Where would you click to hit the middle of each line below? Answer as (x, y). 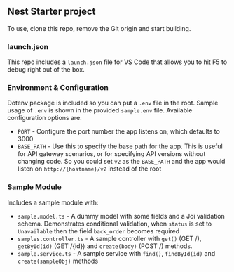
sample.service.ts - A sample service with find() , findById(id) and (116, 253)
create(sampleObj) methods (58, 261)
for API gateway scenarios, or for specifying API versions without (111, 154)
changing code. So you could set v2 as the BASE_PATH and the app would (121, 162)
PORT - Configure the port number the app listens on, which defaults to (119, 131)
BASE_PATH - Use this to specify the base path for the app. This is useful (120, 146)
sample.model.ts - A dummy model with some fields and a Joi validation (121, 216)
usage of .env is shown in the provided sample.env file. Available (100, 110)
